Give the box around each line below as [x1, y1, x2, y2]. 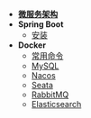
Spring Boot [17, 19, 64, 30]
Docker [17, 40, 47, 50]
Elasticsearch [31, 99, 82, 109]
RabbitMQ [31, 89, 69, 100]
